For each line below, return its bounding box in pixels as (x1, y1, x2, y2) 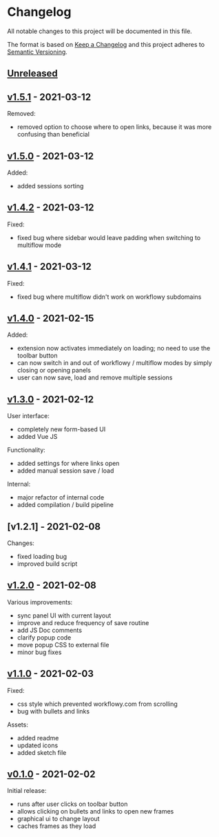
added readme (17, 733, 59, 742)
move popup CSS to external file (17, 640, 109, 649)
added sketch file (17, 748, 67, 756)
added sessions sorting (17, 181, 84, 190)
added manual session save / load (17, 466, 114, 475)
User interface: (7, 412, 50, 420)
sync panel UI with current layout (17, 611, 112, 620)
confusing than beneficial (17, 130, 90, 139)
